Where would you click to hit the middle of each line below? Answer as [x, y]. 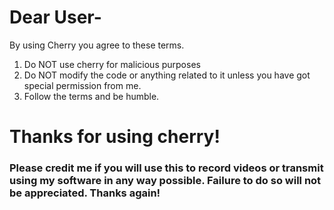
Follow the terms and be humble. [91, 96]
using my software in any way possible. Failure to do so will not [165, 181]
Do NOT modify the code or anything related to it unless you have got [167, 75]
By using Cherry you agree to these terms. [97, 45]
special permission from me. [82, 85]
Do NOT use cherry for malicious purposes [112, 64]
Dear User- [55, 17]
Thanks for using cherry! [115, 137]
